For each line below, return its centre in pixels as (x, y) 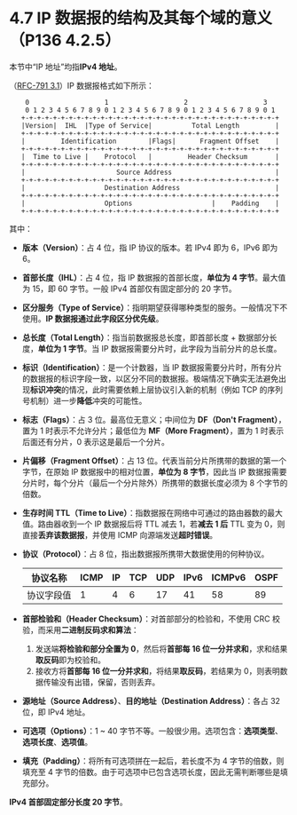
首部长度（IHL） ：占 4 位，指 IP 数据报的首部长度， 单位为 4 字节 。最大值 (154, 277)
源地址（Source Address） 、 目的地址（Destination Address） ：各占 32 (151, 700)
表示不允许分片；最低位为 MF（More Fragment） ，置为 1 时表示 (168, 431)
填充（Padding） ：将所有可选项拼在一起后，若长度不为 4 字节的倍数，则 (153, 761)
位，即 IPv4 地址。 (56, 712)
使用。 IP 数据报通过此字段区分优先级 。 (93, 318)
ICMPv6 (229, 577)
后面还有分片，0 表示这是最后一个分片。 (96, 441)
